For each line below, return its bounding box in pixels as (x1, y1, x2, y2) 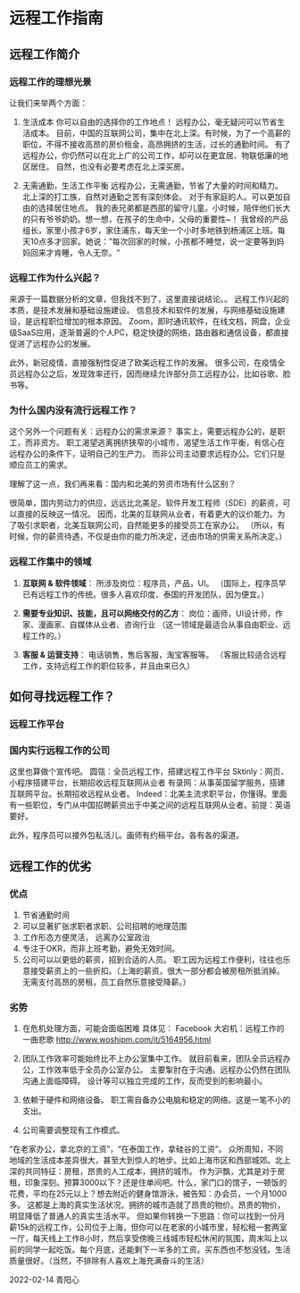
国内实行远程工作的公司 (9, 744, 110, 756)
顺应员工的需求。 (9, 459, 72, 470)
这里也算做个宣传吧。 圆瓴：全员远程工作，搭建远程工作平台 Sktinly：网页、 (9, 766, 289, 777)
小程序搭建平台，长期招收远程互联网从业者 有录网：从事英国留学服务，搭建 (9, 777, 286, 788)
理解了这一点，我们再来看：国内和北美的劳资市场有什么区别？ (9, 479, 237, 490)
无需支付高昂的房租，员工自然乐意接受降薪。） (21, 977, 191, 987)
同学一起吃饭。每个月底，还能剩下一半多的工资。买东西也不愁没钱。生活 (24, 1244, 291, 1255)
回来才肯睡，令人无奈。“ (29, 247, 121, 257)
